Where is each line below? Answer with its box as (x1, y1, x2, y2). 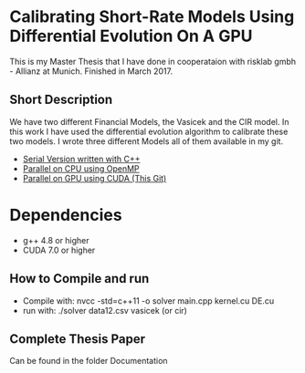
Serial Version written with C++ (22, 153, 141, 164)
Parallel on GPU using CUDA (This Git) (22, 172, 167, 183)
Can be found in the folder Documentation (9, 356, 168, 367)
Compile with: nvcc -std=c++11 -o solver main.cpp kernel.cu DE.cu (22, 295, 275, 306)
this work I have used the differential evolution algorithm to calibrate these (9, 126, 289, 137)
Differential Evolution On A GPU (9, 26, 253, 47)
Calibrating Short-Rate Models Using (9, 6, 295, 27)
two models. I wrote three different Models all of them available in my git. (9, 135, 284, 147)
